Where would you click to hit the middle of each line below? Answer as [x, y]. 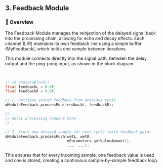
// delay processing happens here [41, 118]
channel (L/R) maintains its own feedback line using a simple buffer [74, 43]
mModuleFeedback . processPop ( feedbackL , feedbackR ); [59, 105]
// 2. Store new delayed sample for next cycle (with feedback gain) [78, 132]
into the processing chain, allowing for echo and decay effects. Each [75, 38]
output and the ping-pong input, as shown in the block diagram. [70, 63]
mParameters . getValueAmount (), [99, 141]
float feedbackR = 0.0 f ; [31, 91]
